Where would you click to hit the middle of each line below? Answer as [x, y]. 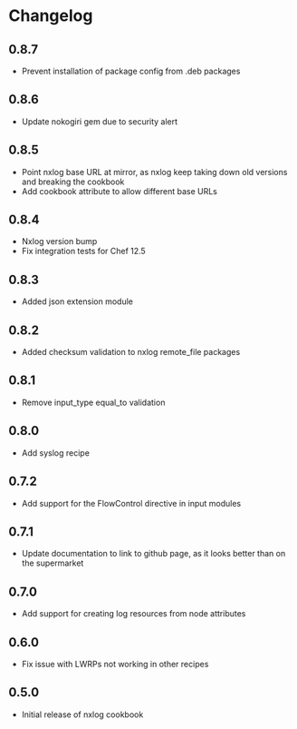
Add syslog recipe [55, 453]
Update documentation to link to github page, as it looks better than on [153, 554]
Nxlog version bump [59, 241]
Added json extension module [77, 301]
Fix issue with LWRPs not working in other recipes [115, 664]
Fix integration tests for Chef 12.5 [83, 251]
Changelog [51, 16]
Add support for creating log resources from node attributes [134, 614]
